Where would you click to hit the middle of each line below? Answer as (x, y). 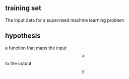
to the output (18, 63)
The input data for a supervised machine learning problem (64, 20)
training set (23, 8)
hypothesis (23, 36)
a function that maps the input (36, 48)
